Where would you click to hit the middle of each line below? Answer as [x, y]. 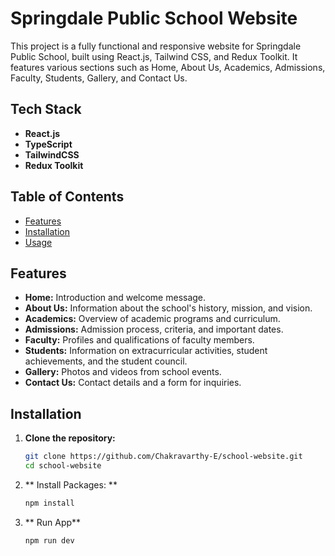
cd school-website [63, 466]
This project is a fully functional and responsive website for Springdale [156, 46]
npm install [49, 503]
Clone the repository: [70, 438]
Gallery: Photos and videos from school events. [123, 372]
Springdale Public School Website [154, 18]
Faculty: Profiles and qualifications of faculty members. [139, 340]
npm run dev [49, 540]
